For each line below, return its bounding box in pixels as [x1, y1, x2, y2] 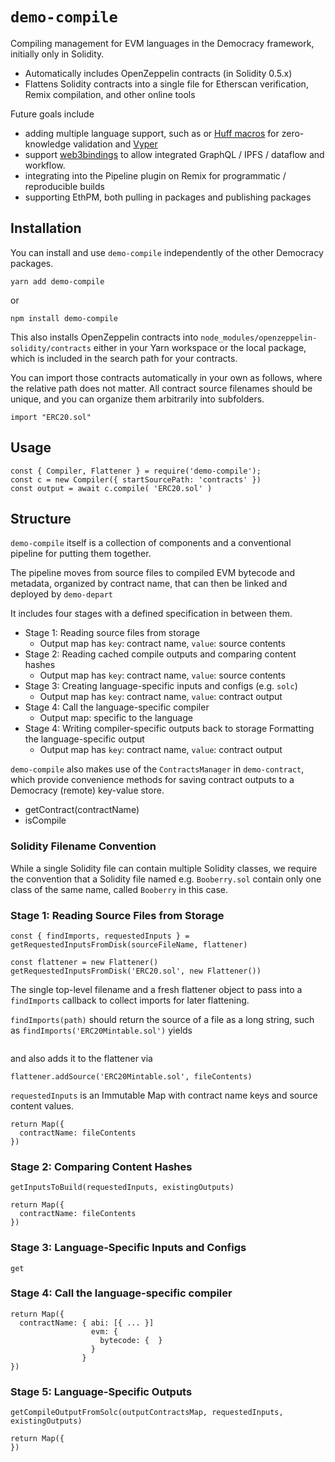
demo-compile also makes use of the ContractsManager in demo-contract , [10, 763, 305, 775]
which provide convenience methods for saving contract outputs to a [10, 774, 295, 786]
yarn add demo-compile [10, 276, 105, 287]
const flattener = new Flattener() [10, 957, 159, 967]
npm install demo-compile [10, 313, 118, 323]
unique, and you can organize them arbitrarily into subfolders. [10, 393, 265, 405]
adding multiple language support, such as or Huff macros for [24, 127, 280, 139]
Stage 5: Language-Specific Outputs [10, 1384, 193, 1398]
